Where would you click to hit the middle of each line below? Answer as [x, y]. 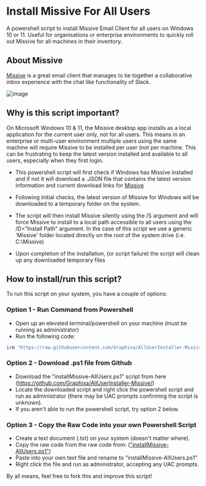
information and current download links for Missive [79, 185]
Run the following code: [45, 336]
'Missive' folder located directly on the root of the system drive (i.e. [100, 235]
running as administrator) [47, 330]
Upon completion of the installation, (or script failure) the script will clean [107, 253]
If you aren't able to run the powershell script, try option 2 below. [97, 409]
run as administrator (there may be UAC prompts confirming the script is [106, 396]
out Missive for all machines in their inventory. [64, 41]
